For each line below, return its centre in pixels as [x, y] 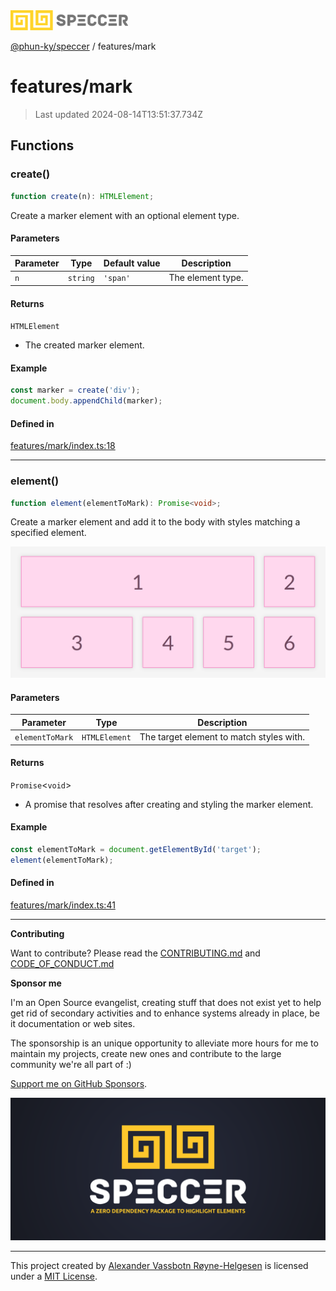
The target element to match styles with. [222, 737]
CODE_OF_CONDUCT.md [62, 963]
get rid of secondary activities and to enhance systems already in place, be [165, 1013]
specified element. [48, 533]
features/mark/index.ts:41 [63, 905]
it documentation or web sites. [73, 1023]
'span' [117, 279]
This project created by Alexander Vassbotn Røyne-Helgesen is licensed [159, 1266]
